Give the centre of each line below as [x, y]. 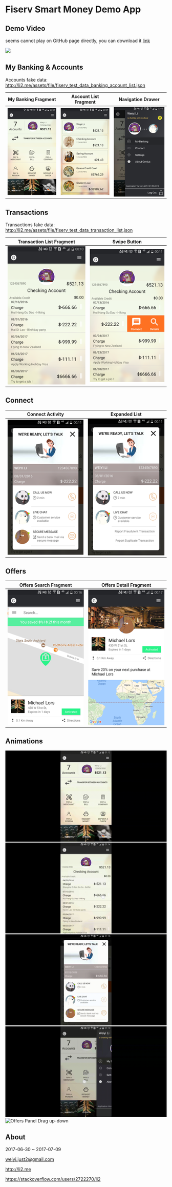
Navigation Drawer [139, 99]
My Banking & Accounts [44, 67]
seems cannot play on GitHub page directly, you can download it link [78, 41]
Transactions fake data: [30, 225]
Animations [24, 741]
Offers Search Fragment [46, 585]
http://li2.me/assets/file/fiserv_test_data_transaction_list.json [69, 230]
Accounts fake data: [26, 80]
